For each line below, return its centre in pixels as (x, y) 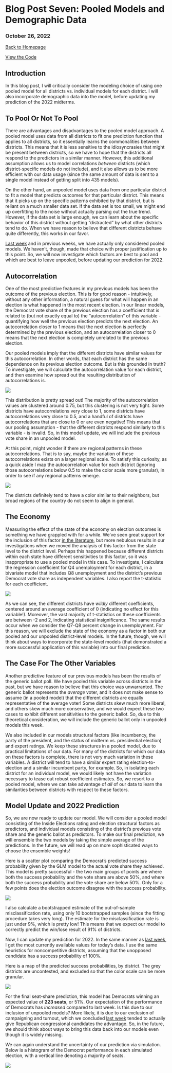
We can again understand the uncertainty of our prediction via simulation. (83, 1045)
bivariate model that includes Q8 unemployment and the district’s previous (84, 573)
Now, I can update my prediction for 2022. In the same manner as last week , (86, 940)
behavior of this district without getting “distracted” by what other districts (84, 223)
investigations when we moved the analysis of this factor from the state (81, 545)
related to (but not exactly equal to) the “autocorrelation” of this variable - (83, 316)
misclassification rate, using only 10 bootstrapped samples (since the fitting (85, 913)
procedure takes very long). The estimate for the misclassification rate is (82, 919)
